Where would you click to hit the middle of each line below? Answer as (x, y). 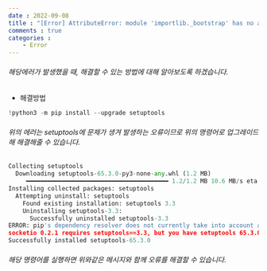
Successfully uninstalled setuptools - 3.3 (99, 218)
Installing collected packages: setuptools (81, 189)
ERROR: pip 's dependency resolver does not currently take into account (131, 226)
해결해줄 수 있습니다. (48, 142)
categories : (30, 38)
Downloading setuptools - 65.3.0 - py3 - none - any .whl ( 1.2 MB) (114, 174)
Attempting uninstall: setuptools (72, 196)
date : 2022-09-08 (39, 16)
